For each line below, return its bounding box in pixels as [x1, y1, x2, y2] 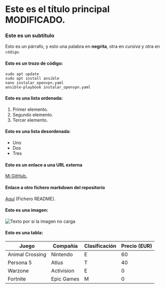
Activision [51, 267, 75, 274]
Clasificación [84, 242, 117, 249]
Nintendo [51, 251, 73, 258]
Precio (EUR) [121, 242, 152, 249]
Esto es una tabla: [5, 230, 44, 236]
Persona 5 [8, 259, 32, 266]
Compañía [52, 242, 78, 249]
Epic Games [51, 275, 80, 282]
